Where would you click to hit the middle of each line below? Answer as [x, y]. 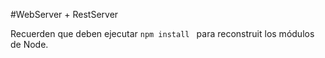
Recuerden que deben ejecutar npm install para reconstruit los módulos [162, 33]
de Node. [29, 44]
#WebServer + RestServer [64, 14]
